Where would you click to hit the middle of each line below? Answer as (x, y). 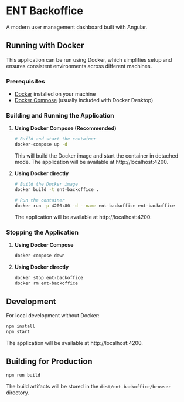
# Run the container (40, 200)
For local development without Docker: (53, 316)
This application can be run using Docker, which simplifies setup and (89, 59)
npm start (18, 332)
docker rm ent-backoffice (46, 283)
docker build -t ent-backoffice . (57, 189)
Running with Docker (45, 46)
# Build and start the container (55, 139)
